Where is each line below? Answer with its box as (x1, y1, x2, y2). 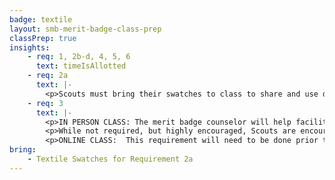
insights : (9, 42, 51, 53)
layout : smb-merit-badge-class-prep (9, 24, 162, 34)
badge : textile (9, 14, 73, 25)
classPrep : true (9, 33, 77, 43)
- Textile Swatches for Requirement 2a (27, 154, 194, 164)
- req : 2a (27, 71, 69, 81)
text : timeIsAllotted (35, 61, 127, 71)
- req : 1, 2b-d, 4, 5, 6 (27, 52, 131, 62)
